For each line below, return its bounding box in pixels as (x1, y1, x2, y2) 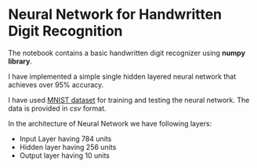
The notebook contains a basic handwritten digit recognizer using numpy (8, 48, 245, 57)
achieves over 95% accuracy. (8, 80, 104, 89)
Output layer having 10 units (19, 151, 110, 160)
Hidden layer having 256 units (19, 142, 117, 152)
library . (8, 57, 33, 66)
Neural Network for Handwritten (8, 5, 223, 24)
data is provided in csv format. (8, 104, 107, 113)
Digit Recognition (8, 22, 123, 40)
